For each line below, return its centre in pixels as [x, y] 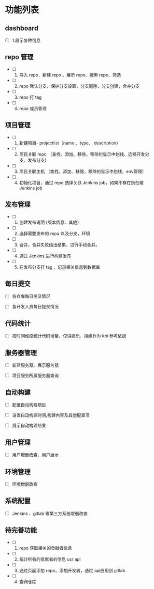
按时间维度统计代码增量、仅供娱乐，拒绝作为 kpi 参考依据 [69, 336]
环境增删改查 [25, 484]
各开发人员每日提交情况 [35, 307]
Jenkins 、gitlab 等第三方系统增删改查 [50, 513]
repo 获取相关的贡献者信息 [46, 548]
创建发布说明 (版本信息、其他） [50, 222]
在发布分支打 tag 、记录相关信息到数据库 [60, 267]
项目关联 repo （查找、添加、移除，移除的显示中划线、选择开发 [82, 154]
